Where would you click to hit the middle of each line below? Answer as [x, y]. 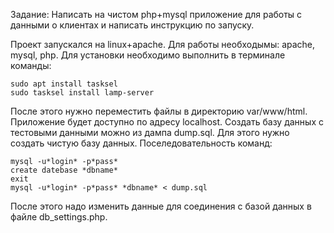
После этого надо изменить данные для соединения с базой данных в [161, 206]
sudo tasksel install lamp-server [82, 93]
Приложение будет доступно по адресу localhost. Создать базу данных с [167, 122]
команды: [31, 65]
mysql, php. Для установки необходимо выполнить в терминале [148, 55]
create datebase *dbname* [64, 170]
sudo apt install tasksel [64, 84]
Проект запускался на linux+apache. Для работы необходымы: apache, [163, 44]
